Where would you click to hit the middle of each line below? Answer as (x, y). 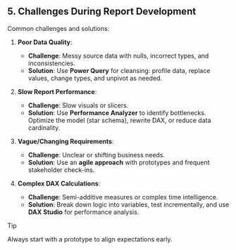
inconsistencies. (51, 63)
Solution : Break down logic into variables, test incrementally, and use (129, 204)
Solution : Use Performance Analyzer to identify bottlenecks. (117, 112)
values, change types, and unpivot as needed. (95, 78)
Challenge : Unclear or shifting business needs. (97, 154)
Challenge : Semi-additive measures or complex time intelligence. (123, 197)
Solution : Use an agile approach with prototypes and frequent (119, 162)
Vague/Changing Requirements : (66, 141)
